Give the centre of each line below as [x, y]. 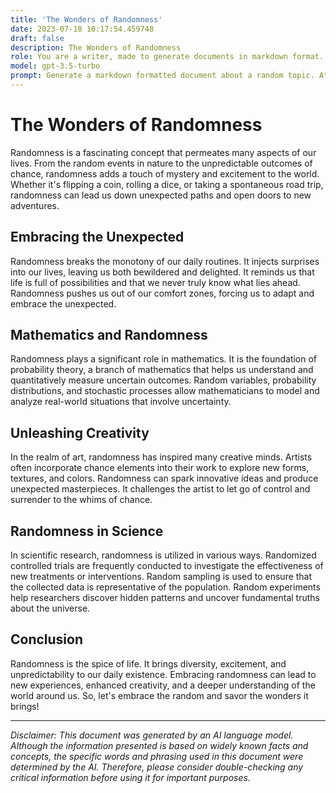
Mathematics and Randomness [109, 335]
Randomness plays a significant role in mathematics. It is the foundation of [164, 359]
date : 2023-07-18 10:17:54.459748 [82, 29]
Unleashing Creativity [80, 432]
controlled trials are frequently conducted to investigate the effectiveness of [167, 566]
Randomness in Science [87, 531]
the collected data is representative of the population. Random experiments [165, 587]
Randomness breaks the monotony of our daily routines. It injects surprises [165, 261]
